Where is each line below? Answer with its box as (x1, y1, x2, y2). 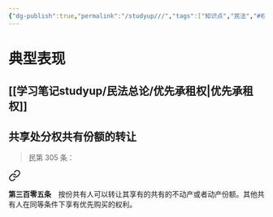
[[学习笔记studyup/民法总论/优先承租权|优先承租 (8, 85, 253, 98)
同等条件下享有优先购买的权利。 (29, 200, 136, 210)
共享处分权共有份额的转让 (8, 129, 136, 143)
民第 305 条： (28, 153, 75, 163)
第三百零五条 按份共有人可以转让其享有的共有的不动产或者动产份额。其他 (8, 189, 258, 199)
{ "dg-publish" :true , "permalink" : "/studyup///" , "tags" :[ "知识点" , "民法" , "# (8, 11, 262, 20)
